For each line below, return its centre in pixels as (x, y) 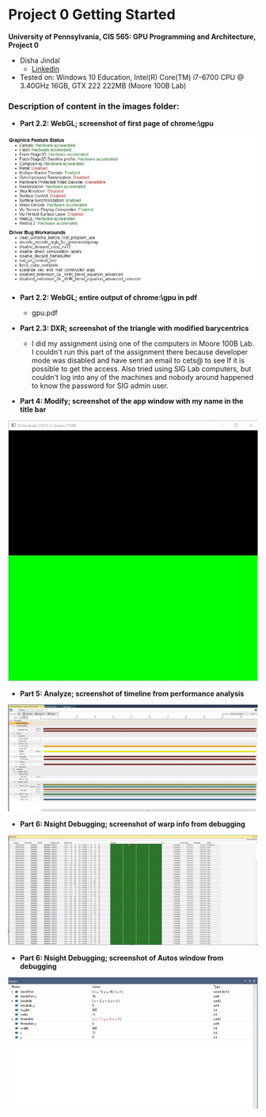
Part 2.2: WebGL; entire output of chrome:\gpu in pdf (108, 297)
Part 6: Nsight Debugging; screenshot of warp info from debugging (132, 823)
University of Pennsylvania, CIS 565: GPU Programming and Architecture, (132, 36)
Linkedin (45, 68)
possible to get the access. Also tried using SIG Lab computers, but (141, 369)
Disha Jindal (40, 60)
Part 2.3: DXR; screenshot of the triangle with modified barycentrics (134, 328)
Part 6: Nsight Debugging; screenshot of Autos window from (122, 958)
